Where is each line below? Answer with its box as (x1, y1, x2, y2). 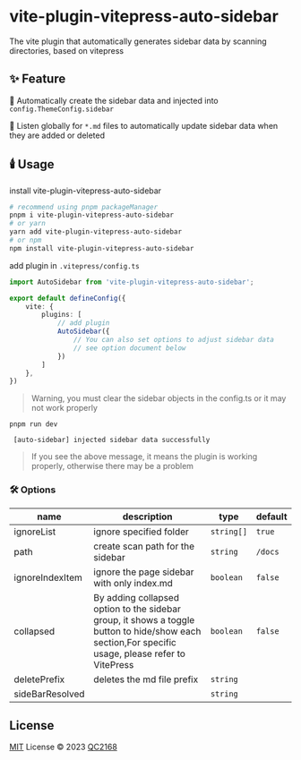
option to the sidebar (93, 602, 181, 615)
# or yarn (9, 219, 47, 228)
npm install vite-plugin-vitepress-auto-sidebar (9, 243, 194, 252)
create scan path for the (93, 540, 195, 552)
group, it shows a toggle (93, 613, 195, 626)
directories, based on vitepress (9, 45, 124, 56)
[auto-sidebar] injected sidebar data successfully (13, 436, 211, 445)
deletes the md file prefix (93, 673, 199, 686)
